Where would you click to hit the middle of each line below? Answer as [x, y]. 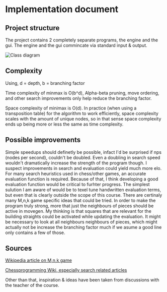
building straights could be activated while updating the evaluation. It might [83, 216]
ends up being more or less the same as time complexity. [64, 124]
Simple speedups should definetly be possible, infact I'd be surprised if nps [83, 152]
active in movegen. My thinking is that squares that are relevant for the [78, 211]
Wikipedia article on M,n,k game [38, 260]
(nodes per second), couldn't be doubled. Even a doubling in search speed [83, 157]
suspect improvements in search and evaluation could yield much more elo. [83, 168]
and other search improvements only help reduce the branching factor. [78, 98]
